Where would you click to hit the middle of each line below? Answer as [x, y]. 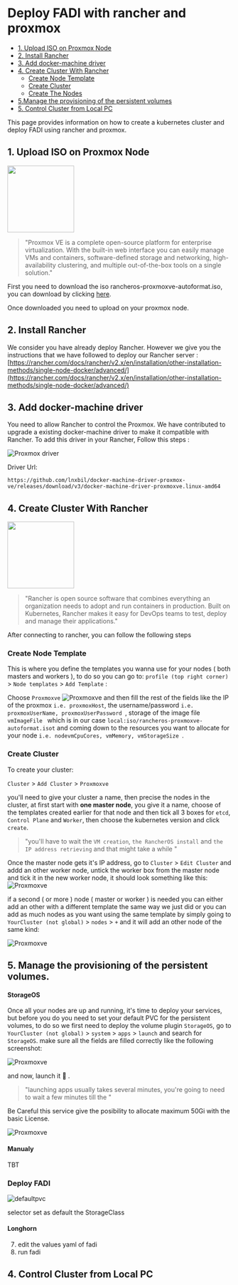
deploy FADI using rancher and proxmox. [67, 130]
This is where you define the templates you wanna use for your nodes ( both [119, 669]
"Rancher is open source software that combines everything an [118, 599]
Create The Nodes [55, 93]
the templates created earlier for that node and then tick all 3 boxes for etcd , [119, 812]
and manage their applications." [71, 621]
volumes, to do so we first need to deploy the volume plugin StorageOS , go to [119, 1026]
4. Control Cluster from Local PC [80, 1275]
